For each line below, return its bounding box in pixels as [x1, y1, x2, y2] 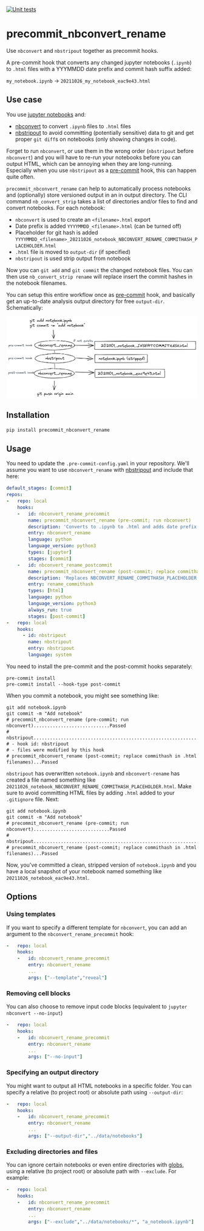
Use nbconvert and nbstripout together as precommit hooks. [6, 47, 159, 54]
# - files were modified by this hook [6, 747, 104, 753]
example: [6, 1174, 29, 1181]
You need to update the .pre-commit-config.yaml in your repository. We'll [6, 460, 189, 467]
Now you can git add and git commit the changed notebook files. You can [6, 266, 193, 273]
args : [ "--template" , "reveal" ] [28, 975, 107, 981]
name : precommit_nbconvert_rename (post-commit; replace [28, 568, 175, 575]
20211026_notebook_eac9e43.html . [6, 874, 90, 881]
